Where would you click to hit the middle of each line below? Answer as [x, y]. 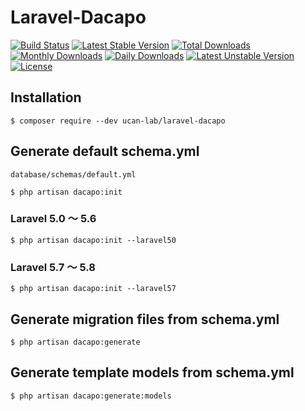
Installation [46, 97]
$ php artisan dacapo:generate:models [91, 396]
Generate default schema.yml [105, 151]
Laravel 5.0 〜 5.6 [53, 219]
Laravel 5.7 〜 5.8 [53, 267]
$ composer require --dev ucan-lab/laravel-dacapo [118, 121]
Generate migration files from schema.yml [145, 319]
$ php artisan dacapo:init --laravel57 [93, 289]
